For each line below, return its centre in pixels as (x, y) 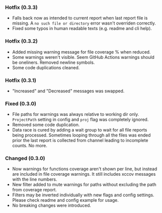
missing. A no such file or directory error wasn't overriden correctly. (84, 23)
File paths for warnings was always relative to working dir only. (76, 114)
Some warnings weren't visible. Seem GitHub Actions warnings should (83, 57)
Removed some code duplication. (46, 125)
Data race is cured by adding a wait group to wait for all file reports (80, 130)
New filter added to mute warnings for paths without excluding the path (84, 185)
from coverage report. (35, 190)
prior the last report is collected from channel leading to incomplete (80, 140)
